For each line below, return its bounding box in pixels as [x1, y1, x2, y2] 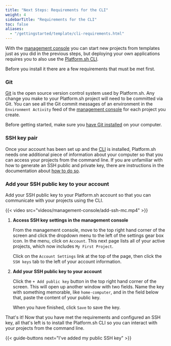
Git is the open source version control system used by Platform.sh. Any [5, 90, 155, 96]
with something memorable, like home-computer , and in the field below [12, 289, 159, 295]
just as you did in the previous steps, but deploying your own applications [5, 50, 160, 57]
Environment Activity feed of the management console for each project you [5, 107, 166, 113]
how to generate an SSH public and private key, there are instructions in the [5, 162, 164, 168]
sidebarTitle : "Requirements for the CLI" [5, 17, 97, 22]
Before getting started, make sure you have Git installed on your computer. [5, 122, 162, 128]
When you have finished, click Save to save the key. [12, 304, 121, 310]
